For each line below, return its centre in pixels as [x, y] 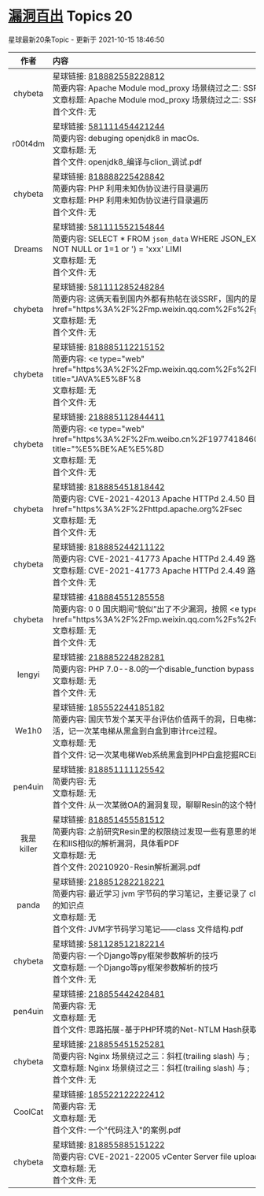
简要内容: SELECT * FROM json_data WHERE [136, 239]
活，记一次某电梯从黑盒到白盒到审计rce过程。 [137, 731]
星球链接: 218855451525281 [108, 1044]
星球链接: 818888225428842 [108, 176]
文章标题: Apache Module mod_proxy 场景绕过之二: [147, 99]
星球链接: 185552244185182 [108, 708]
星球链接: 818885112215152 [108, 347]
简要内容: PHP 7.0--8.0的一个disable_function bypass [153, 669]
